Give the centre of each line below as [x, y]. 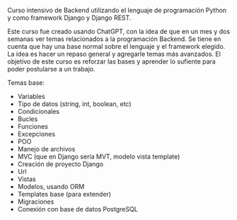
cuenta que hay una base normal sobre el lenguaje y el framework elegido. [116, 46]
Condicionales [39, 111]
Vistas [27, 179]
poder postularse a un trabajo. [51, 69]
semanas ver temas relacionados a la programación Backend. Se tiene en [114, 39]
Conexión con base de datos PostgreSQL [77, 209]
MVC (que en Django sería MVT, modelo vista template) [99, 156]
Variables [31, 96]
